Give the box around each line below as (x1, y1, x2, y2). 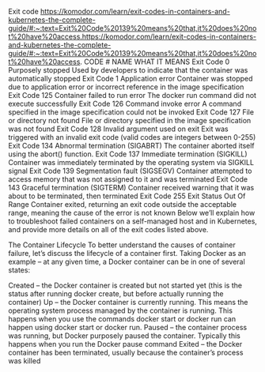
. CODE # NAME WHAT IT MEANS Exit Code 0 (80, 57, 230, 66)
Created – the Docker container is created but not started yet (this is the (8, 280, 243, 290)
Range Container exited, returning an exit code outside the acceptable (8, 200, 237, 209)
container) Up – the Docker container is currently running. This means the (8, 298, 248, 306)
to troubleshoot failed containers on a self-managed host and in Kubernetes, (8, 216, 257, 226)
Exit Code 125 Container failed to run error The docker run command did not (8, 91, 257, 100)
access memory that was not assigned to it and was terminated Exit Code (8, 175, 248, 184)
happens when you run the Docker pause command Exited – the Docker (8, 340, 243, 348)
